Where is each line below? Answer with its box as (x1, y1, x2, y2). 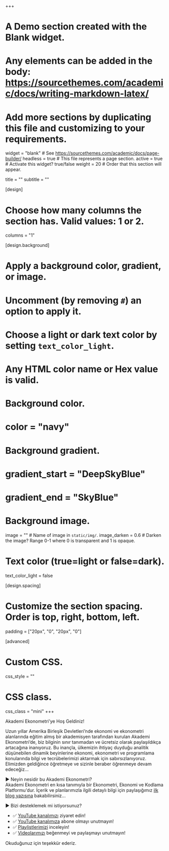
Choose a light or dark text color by (5, 329, 157, 340)
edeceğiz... (5, 766, 29, 772)
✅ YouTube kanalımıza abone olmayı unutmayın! (12, 818, 114, 824)
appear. (5, 166, 21, 172)
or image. (5, 271, 47, 283)
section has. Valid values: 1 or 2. (5, 215, 144, 227)
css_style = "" (5, 673, 35, 679)
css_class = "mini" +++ (5, 708, 55, 714)
